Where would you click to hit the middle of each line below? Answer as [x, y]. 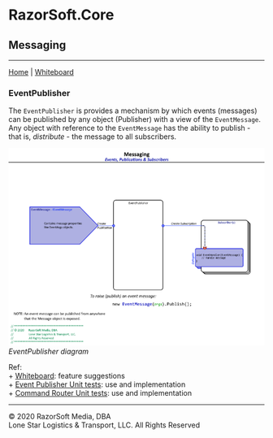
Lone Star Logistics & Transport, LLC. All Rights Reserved [104, 425]
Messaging [37, 45]
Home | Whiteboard [41, 72]
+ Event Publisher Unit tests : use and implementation [97, 384]
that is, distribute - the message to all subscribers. [93, 137]
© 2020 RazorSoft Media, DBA [60, 417]
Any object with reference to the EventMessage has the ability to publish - [130, 128]
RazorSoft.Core [61, 15]
